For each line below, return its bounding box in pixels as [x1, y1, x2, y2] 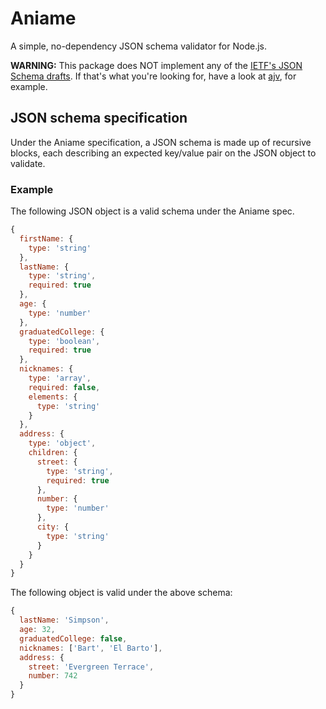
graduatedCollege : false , [19, 633, 128, 644]
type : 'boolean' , [28, 336, 101, 346]
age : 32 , [19, 625, 56, 635]
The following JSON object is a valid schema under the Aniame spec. [10, 205, 295, 217]
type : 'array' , [28, 373, 92, 384]
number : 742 [28, 671, 78, 681]
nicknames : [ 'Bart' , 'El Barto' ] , [19, 643, 163, 653]
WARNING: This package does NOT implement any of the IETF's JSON [10, 59, 303, 71]
